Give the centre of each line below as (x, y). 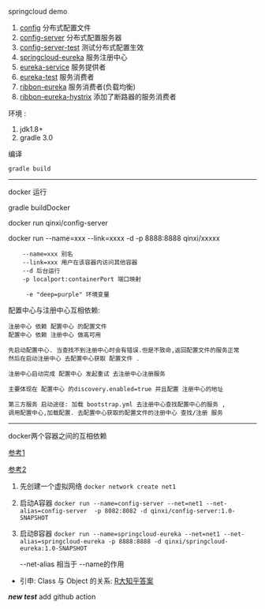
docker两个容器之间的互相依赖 (58, 436)
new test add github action (52, 596)
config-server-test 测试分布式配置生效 (82, 47)
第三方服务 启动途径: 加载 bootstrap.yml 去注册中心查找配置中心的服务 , (117, 405)
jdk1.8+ (31, 129)
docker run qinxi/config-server (58, 223)
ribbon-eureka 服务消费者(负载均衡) (78, 87)
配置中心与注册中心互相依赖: (54, 310)
